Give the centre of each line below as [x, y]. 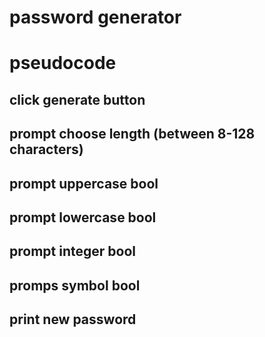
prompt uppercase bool [84, 183]
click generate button [77, 99]
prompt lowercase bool [83, 217]
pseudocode [63, 63]
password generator [95, 17]
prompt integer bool [72, 251]
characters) [46, 149]
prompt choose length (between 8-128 [132, 134]
